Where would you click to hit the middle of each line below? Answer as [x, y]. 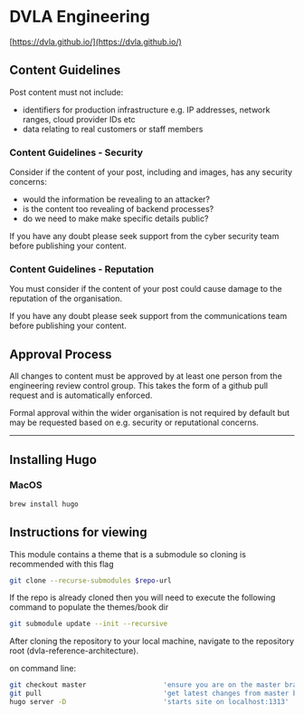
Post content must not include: [66, 92]
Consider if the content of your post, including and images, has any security [151, 172]
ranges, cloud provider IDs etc [79, 119]
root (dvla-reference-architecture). [74, 651]
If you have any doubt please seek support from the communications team [148, 316]
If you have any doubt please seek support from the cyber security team [144, 237]
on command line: [43, 669]
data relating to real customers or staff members [113, 129]
